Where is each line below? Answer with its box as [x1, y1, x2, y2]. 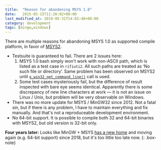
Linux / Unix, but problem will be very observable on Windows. [19, 94, 145, 100]
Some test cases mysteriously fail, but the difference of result [19, 79, 143, 85]
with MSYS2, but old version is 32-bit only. [12, 120, 98, 126]
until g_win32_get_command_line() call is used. [19, 74, 111, 80]
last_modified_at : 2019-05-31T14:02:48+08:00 [5, 16, 98, 21]
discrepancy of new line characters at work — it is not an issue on [19, 89, 151, 95]
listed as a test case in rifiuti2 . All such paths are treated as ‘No [19, 64, 150, 69]
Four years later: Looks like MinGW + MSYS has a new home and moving [5, 130, 152, 135]
